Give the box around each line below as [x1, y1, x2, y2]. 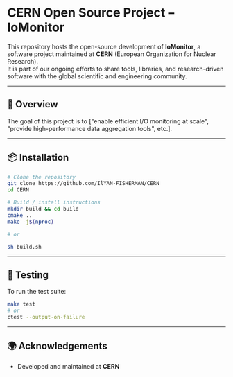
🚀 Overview [7, 98, 58, 110]
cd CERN [7, 186, 30, 193]
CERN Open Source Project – [7, 5, 175, 21]
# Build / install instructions [7, 199, 101, 206]
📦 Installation [7, 152, 69, 164]
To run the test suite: [7, 288, 67, 296]
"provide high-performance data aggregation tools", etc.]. [7, 124, 172, 132]
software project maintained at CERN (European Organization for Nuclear [7, 50, 216, 58]
